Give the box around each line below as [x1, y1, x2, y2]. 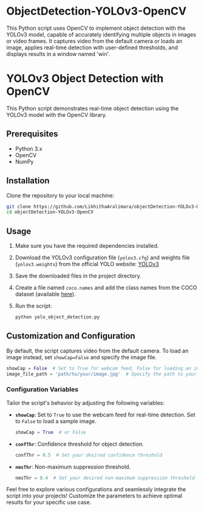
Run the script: [15, 303, 52, 310]
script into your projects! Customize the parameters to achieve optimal [6, 492, 183, 500]
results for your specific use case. [6, 499, 92, 506]
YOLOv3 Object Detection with [6, 72, 164, 86]
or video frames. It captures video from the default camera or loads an [6, 37, 183, 44]
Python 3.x [15, 145, 42, 152]
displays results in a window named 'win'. [6, 50, 110, 57]
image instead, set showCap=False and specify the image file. [6, 353, 157, 360]
